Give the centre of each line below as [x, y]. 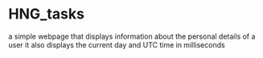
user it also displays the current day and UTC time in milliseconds [117, 44]
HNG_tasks [46, 14]
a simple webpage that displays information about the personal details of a [132, 36]
